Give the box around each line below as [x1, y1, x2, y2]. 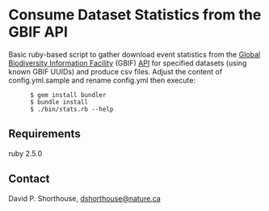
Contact [8, 172, 50, 186]
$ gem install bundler [29, 91, 107, 99]
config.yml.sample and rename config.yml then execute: [8, 75, 196, 85]
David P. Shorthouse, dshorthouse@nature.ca [8, 193, 162, 203]
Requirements [8, 127, 81, 141]
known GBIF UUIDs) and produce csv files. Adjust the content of [8, 66, 223, 76]
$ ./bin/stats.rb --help [29, 105, 114, 113]
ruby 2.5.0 [8, 148, 43, 158]
